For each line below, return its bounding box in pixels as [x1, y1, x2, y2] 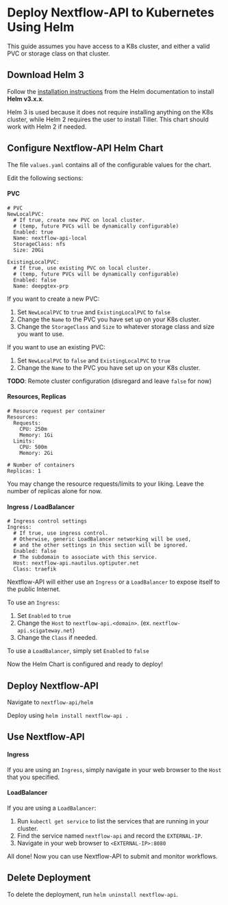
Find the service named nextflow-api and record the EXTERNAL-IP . [16, 831, 203, 840]
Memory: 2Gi [19, 449, 53, 456]
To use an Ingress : [7, 598, 60, 607]
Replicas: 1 [7, 467, 41, 474]
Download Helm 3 [7, 69, 84, 81]
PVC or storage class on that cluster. [7, 49, 110, 58]
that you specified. [7, 773, 60, 781]
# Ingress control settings [7, 518, 88, 525]
